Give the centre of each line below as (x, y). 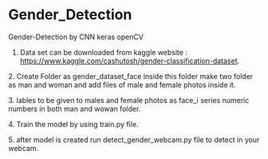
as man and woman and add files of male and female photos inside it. (122, 85)
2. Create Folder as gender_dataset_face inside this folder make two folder (131, 76)
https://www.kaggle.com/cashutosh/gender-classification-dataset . (130, 61)
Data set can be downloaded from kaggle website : (103, 52)
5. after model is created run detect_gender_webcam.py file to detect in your (134, 139)
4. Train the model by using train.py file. (73, 124)
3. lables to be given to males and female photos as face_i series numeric (129, 100)
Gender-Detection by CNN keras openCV (76, 37)
